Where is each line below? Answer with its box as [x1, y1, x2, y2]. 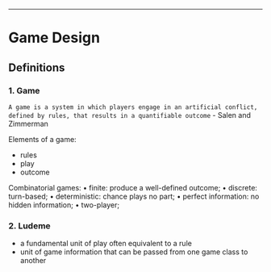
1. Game [8, 85, 40, 96]
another [19, 256, 47, 266]
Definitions [8, 61, 65, 74]
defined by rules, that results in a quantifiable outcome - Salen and [8, 110, 252, 119]
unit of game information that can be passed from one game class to [19, 247, 248, 257]
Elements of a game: [8, 134, 77, 144]
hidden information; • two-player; [8, 199, 119, 210]
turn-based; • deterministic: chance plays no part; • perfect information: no [8, 191, 260, 201]
